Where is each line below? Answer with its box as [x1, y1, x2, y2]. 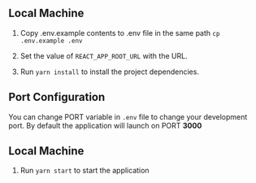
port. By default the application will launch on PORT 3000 [8, 120, 202, 130]
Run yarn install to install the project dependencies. [20, 67, 199, 76]
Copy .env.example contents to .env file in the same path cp [20, 28, 220, 37]
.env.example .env [20, 37, 83, 45]
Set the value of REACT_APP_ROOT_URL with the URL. [20, 50, 189, 60]
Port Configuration [8, 90, 106, 104]
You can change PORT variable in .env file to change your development [8, 111, 248, 121]
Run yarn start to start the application [20, 166, 150, 176]
